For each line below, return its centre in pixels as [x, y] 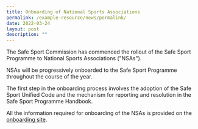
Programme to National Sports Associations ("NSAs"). [74, 58]
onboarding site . [27, 120]
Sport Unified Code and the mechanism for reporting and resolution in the [99, 95]
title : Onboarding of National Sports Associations [73, 12]
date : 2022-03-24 [28, 23]
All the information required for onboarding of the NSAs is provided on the [99, 113]
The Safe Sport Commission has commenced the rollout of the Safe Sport [99, 52]
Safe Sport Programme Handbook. [50, 102]
